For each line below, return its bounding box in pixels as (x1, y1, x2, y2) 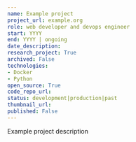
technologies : (7, 62, 49, 69)
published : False (7, 108, 58, 115)
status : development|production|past (7, 95, 118, 102)
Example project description (7, 127, 89, 135)
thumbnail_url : (7, 101, 52, 108)
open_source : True (7, 82, 61, 89)
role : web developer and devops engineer (7, 23, 130, 30)
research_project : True (7, 50, 77, 57)
